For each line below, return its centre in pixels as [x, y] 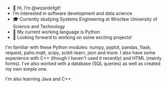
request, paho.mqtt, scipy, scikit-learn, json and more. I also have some [80, 53]
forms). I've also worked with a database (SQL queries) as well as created [83, 63]
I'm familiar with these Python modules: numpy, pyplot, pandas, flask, [78, 47]
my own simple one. [26, 69]
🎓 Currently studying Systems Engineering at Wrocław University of [85, 19]
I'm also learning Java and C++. [39, 79]
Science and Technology [39, 26]
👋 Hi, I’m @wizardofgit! [37, 8]
